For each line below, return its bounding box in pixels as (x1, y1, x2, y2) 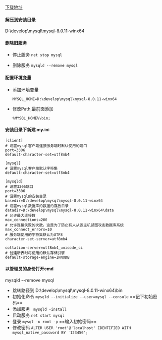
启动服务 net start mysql (12, 312, 65, 318)
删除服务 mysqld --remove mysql (12, 62, 78, 68)
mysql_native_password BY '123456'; (12, 330, 88, 336)
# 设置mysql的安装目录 (5, 194, 47, 199)
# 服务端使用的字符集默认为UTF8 (5, 232, 63, 237)
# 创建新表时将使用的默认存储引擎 (5, 250, 65, 255)
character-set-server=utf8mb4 (5, 236, 68, 241)
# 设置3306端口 (5, 184, 34, 189)
